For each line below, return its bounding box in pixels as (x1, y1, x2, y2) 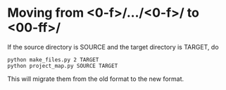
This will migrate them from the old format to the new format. (7, 75, 184, 83)
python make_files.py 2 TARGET (7, 56, 99, 63)
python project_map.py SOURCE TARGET (7, 62, 118, 69)
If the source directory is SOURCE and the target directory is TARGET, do (7, 43, 220, 51)
